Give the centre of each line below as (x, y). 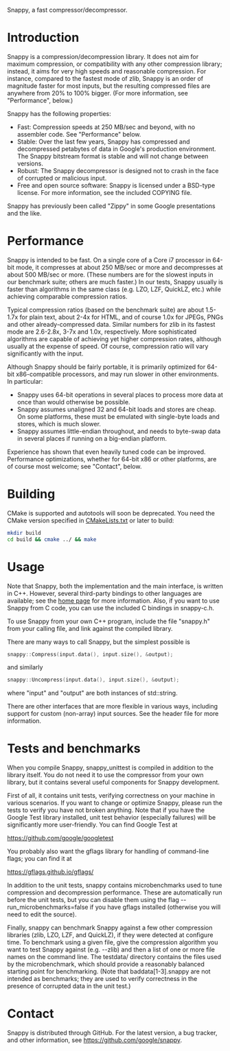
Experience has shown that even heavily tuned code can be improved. (106, 452)
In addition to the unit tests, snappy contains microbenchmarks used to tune (115, 886)
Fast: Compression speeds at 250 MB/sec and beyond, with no (106, 127)
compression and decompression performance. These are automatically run (115, 892)
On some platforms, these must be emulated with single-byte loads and (118, 416)
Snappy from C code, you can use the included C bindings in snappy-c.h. (111, 608)
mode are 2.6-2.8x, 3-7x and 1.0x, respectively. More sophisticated (102, 332)
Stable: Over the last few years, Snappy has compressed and (103, 141)
